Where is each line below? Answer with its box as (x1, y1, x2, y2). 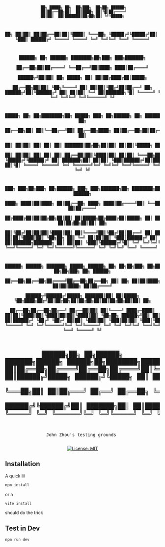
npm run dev (5, 537, 29, 542)
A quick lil (5, 473, 25, 479)
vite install (5, 501, 32, 506)
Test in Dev (5, 524, 40, 532)
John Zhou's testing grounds (46, 432, 116, 438)
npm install (5, 482, 29, 487)
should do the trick (5, 510, 43, 516)
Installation (5, 460, 40, 468)
